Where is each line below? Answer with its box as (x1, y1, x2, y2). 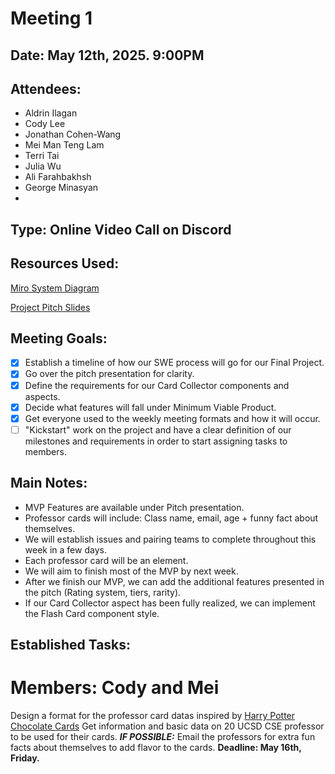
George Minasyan (24, 182, 99, 194)
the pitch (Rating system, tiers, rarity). (24, 586, 182, 598)
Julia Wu (24, 160, 62, 172)
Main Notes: (10, 475, 88, 492)
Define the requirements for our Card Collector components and (24, 379, 290, 391)
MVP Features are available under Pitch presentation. (24, 501, 245, 513)
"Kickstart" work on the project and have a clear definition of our (24, 423, 292, 436)
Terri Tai (24, 150, 60, 162)
